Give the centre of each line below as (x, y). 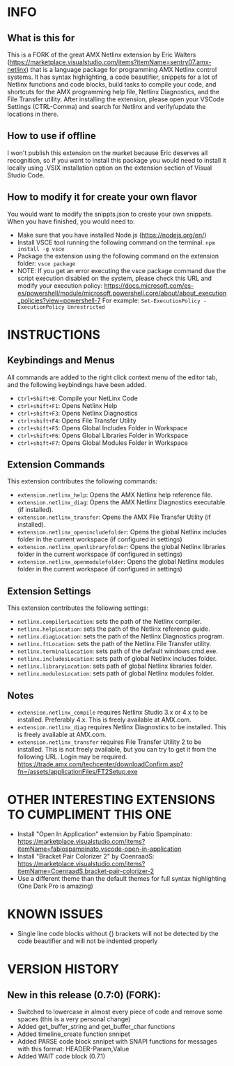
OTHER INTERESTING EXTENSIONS (111, 800)
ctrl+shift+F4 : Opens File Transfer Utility (77, 421)
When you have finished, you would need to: (71, 221)
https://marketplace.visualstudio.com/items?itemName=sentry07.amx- (110, 62)
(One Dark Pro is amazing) (55, 886)
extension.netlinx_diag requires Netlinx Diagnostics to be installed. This (122, 727)
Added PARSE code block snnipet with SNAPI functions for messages (117, 1041)
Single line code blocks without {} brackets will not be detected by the (118, 933)
